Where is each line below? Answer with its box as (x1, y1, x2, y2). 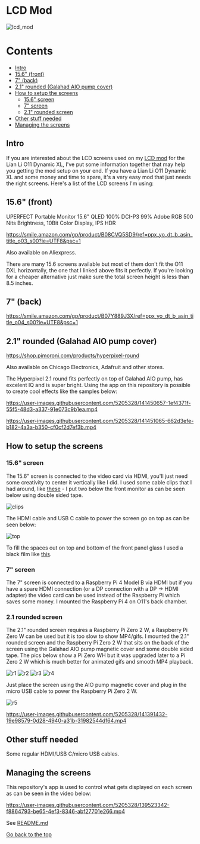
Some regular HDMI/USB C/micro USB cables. (6, 750, 120, 757)
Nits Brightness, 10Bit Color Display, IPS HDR (6, 219, 116, 226)
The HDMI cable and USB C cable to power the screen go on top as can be (6, 514, 190, 521)
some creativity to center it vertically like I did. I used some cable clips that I (6, 478, 192, 486)
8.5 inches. (6, 279, 33, 287)
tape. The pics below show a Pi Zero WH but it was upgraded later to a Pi (6, 652, 186, 659)
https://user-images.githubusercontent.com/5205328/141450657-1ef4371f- (6, 400, 191, 407)
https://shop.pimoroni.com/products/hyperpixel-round (6, 352, 140, 359)
